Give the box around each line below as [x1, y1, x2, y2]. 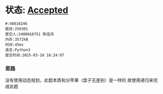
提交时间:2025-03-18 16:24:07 [5, 52, 64, 57]
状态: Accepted [5, 4, 68, 16]
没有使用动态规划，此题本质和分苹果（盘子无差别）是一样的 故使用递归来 [5, 77, 154, 83]
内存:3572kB [5, 37, 28, 42]
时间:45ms [5, 42, 24, 47]
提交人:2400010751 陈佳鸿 [5, 32, 54, 37]
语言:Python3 [5, 47, 31, 52]
